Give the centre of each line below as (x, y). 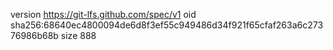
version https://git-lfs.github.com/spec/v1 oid (103, 14)
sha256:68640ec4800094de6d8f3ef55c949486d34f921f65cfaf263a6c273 (167, 25)
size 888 (78, 35)
